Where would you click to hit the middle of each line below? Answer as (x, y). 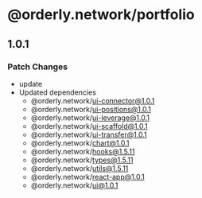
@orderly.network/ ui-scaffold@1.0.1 (89, 126)
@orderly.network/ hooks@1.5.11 (83, 151)
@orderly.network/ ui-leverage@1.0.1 (90, 118)
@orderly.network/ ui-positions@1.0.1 (91, 109)
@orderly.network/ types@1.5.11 (82, 160)
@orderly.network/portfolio (101, 15)
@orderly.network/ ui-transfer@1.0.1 (89, 134)
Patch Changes (38, 67)
